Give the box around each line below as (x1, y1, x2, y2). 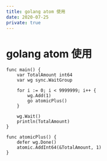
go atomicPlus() (27, 98, 67, 104)
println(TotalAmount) (17, 119, 70, 125)
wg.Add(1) (27, 93, 51, 99)
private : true (6, 20, 41, 25)
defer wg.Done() (17, 140, 57, 146)
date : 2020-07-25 (6, 14, 49, 20)
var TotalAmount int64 (17, 72, 73, 78)
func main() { (6, 67, 41, 73)
